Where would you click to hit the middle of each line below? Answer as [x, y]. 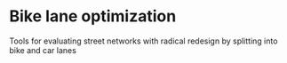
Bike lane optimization [93, 16]
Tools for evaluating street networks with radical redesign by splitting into [143, 41]
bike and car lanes [43, 50]
